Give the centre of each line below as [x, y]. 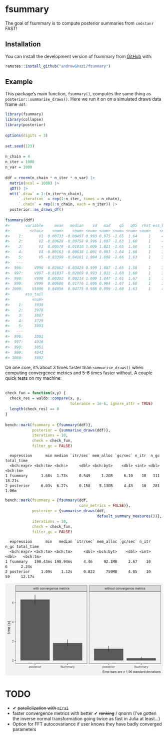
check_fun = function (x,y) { [35, 393]
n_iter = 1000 [20, 162]
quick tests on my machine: [33, 378]
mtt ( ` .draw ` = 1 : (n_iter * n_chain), [47, 194]
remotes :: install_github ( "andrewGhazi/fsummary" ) [58, 66]
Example [19, 82]
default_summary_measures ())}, [129, 516]
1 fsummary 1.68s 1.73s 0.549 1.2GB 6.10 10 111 [82, 476]
